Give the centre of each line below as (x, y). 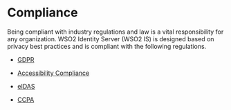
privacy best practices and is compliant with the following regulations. (107, 46)
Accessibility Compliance (53, 73)
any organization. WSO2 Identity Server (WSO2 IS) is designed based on (111, 38)
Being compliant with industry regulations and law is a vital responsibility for (115, 32)
